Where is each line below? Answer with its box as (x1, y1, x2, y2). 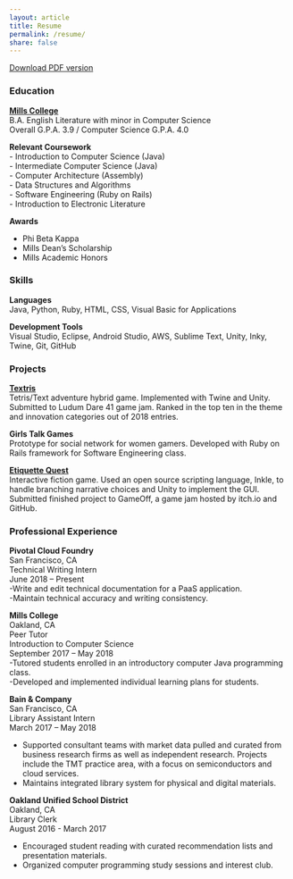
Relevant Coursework (9, 141, 92, 152)
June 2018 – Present (9, 573, 85, 585)
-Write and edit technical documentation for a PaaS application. (9, 583, 243, 594)
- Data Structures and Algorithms (9, 180, 131, 190)
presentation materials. (21, 850, 107, 861)
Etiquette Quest (9, 465, 69, 476)
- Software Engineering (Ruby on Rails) (9, 188, 153, 199)
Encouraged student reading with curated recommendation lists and (21, 841, 273, 851)
